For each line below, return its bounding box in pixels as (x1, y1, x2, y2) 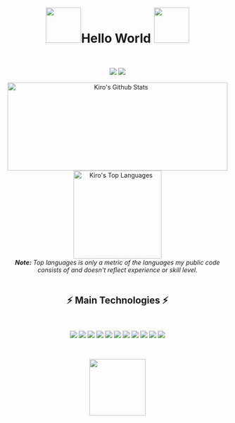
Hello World (81, 30, 151, 47)
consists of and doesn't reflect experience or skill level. (37, 265, 198, 274)
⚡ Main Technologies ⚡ (66, 295, 169, 307)
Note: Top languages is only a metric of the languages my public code (15, 258, 220, 266)
